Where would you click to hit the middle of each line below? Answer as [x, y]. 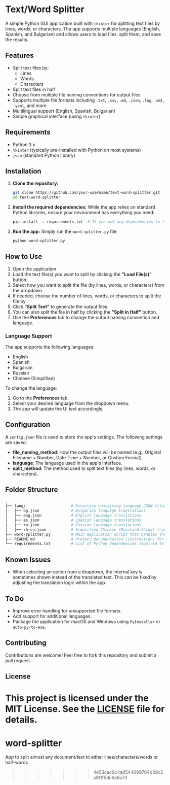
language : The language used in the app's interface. [67, 463]
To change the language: [31, 388]
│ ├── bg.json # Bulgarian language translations [75, 511]
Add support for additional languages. [52, 616]
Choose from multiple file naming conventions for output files [76, 94]
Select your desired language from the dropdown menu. [71, 403]
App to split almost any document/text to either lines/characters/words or [82, 757]
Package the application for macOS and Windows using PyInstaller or [87, 621]
